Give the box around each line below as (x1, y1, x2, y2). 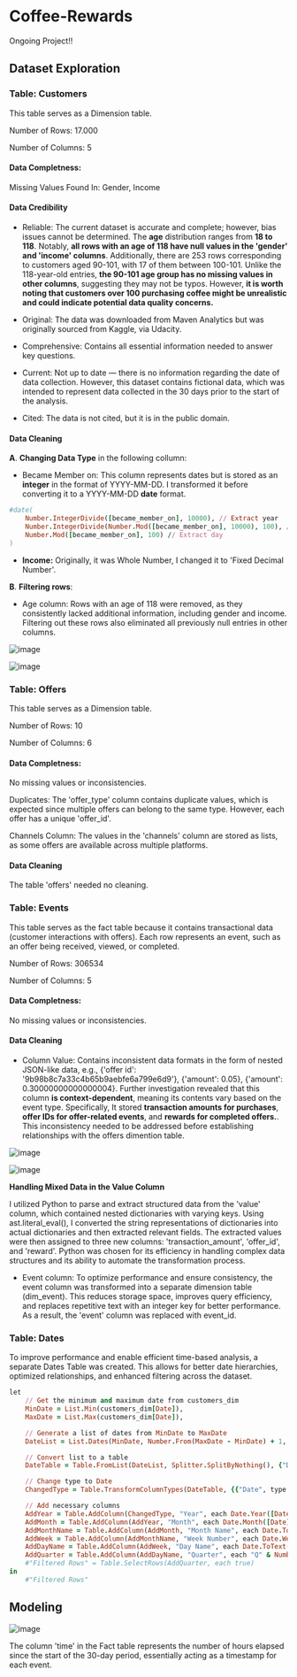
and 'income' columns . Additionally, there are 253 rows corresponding (21, 250, 282, 261)
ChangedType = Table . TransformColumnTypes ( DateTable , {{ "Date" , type (25, 1485, 287, 1495)
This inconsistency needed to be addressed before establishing (21, 1121, 255, 1132)
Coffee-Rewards (9, 6, 133, 27)
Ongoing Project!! (9, 35, 73, 46)
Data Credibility (9, 202, 68, 213)
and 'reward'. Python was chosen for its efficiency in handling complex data (9, 1246, 286, 1257)
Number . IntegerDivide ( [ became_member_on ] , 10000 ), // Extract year (25, 514, 278, 523)
